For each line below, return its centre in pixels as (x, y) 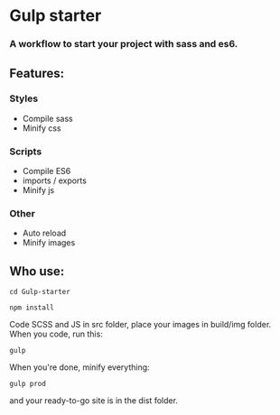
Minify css (42, 128)
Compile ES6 (47, 171)
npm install (32, 308)
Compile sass (48, 118)
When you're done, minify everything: (80, 367)
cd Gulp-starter (40, 292)
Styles (24, 98)
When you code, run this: (56, 334)
